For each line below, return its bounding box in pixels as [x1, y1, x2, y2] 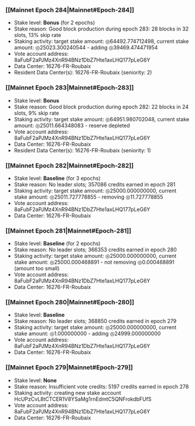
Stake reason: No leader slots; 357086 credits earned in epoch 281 [13, 180, 176, 188]
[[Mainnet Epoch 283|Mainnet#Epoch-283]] [5, 84, 134, 92]
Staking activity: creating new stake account [13, 389, 121, 396]
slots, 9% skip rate [13, 109, 59, 117]
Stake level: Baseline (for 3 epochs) [13, 175, 101, 182]
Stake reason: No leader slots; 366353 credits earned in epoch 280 [13, 246, 177, 253]
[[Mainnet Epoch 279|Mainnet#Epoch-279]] [5, 363, 133, 372]
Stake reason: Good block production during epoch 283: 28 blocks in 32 [13, 25, 189, 32]
